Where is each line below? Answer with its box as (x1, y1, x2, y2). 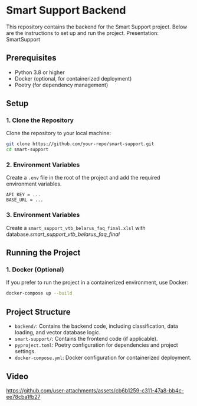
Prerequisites (6, 53, 57, 63)
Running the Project (6, 248, 81, 258)
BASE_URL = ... (6, 197, 44, 203)
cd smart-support (6, 146, 49, 153)
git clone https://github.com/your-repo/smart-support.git (6, 141, 155, 147)
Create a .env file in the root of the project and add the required (6, 174, 160, 181)
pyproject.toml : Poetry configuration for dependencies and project (14, 341, 178, 349)
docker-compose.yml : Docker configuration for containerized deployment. (14, 354, 192, 362)
